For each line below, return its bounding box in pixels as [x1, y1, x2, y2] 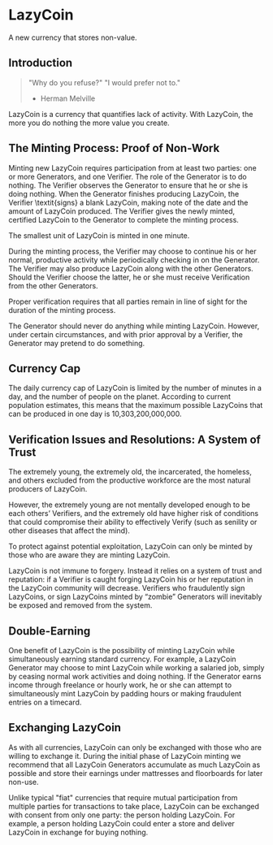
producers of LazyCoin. [8, 484, 88, 494]
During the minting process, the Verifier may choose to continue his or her [8, 246, 257, 256]
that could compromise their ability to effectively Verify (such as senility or [8, 518, 258, 527]
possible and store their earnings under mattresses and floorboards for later [8, 768, 263, 778]
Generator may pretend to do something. [8, 338, 145, 348]
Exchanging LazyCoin [8, 721, 122, 734]
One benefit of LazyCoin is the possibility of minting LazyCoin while [8, 646, 236, 655]
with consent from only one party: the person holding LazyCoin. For [8, 810, 236, 820]
